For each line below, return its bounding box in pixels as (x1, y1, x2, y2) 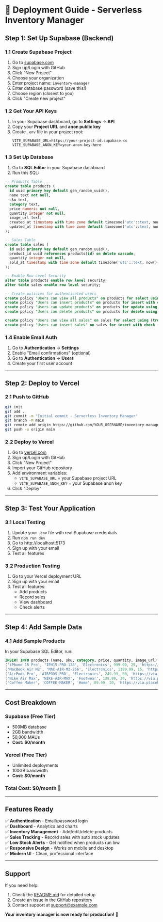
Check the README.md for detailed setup (12, 892, 96, 898)
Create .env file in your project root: (12, 129, 83, 135)
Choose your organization (12, 75, 64, 80)
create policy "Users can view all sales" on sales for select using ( (5, 318, 153, 323)
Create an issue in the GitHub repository (12, 897, 93, 903)
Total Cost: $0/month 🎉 (5, 785, 62, 792)
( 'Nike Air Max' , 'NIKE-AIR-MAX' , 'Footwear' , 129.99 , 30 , (5, 676, 127, 681)
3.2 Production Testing (5, 562, 60, 569)
